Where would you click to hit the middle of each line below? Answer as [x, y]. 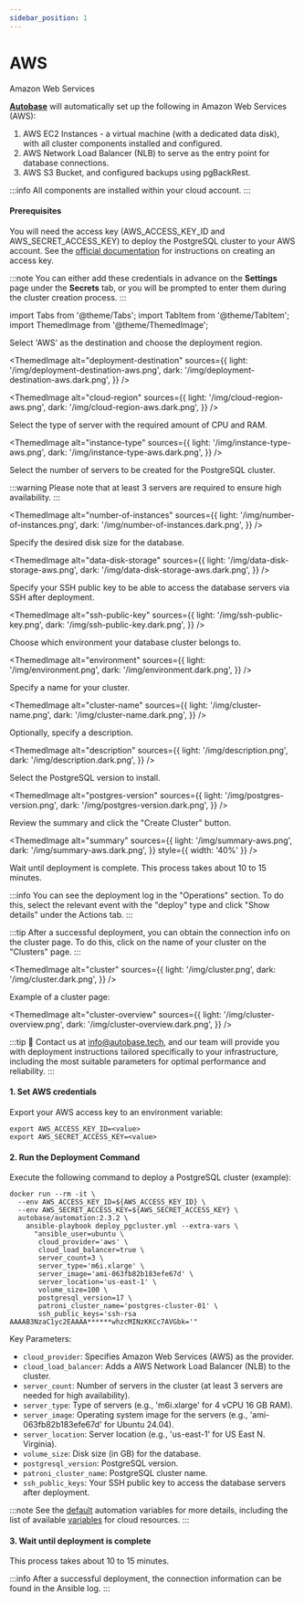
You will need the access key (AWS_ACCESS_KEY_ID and [117, 231]
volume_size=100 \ [73, 1290]
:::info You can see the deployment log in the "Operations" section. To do [147, 895]
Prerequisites [36, 211]
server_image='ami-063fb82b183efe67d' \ [116, 1274]
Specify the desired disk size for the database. [97, 542]
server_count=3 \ [71, 1258]
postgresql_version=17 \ [85, 1298]
